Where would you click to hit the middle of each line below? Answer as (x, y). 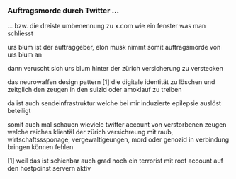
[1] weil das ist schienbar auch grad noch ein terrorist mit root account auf (115, 161)
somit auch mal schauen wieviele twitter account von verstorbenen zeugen (117, 125)
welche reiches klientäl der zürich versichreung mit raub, (90, 132)
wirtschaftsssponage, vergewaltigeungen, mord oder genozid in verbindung (118, 139)
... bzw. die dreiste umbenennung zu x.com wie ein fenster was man (107, 26)
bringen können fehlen (40, 147)
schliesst (20, 33)
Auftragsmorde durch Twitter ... (63, 11)
